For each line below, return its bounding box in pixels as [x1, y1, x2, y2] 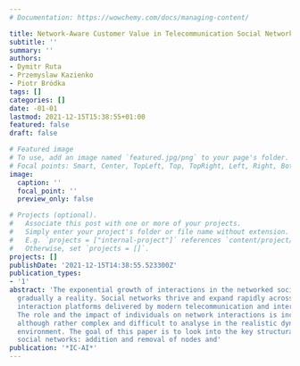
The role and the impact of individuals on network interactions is [17, 310, 278, 320]
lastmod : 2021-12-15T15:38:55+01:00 [9, 112, 146, 121]
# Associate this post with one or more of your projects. [9, 220, 242, 229]
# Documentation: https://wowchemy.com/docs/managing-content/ [9, 12, 250, 22]
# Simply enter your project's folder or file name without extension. [9, 228, 290, 237]
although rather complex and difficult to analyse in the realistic [17, 319, 278, 328]
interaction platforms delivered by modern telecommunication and [17, 302, 270, 311]
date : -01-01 [9, 104, 58, 112]
